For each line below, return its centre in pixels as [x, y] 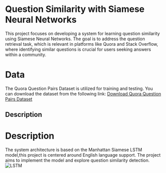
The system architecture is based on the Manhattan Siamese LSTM [74, 150]
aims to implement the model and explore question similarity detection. [78, 161]
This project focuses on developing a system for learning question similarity [83, 33]
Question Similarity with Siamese [75, 9]
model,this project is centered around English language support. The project [83, 155]
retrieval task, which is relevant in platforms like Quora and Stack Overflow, [82, 44]
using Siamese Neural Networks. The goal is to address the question [75, 39]
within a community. [26, 54]
